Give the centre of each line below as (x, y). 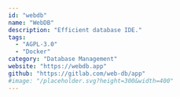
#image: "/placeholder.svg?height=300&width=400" (91, 81)
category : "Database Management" (63, 59)
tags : (17, 37)
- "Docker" (33, 52)
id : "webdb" (28, 15)
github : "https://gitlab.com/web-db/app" (77, 74)
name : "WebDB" (31, 23)
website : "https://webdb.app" (58, 66)
